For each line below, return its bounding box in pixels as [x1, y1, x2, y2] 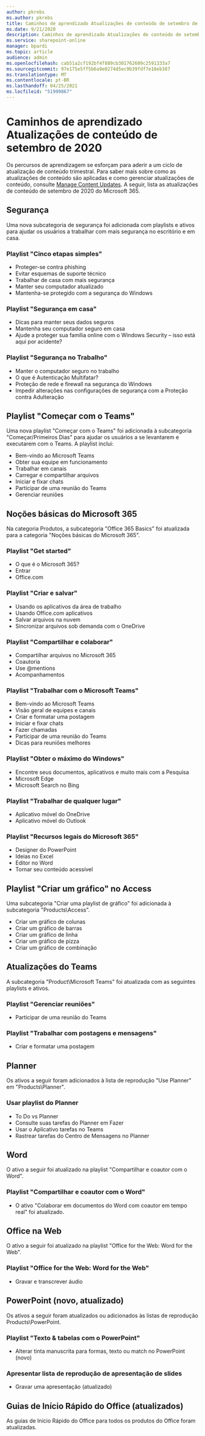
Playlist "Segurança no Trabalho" [6, 353, 108, 362]
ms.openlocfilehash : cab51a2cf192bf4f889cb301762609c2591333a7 [6, 60, 171, 66]
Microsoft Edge [15, 775, 54, 782]
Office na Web [6, 1226, 62, 1237]
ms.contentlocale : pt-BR [6, 77, 70, 83]
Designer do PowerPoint [15, 846, 77, 854]
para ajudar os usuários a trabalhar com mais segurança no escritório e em [6, 228, 195, 235]
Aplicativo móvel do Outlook [15, 817, 87, 824]
